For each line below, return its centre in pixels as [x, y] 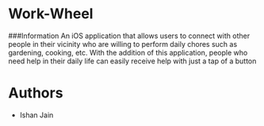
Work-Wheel [51, 14]
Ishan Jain [36, 115]
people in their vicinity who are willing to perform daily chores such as [123, 44]
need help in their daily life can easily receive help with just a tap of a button [132, 61]
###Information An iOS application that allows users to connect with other [129, 36]
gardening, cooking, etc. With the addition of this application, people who [128, 52]
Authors [36, 93]
